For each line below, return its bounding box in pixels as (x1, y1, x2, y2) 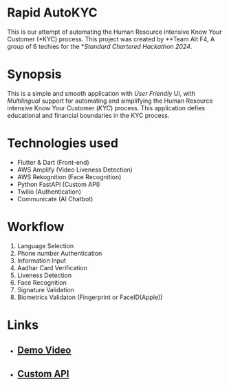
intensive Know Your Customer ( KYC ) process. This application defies (7, 103, 205, 112)
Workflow (7, 219, 65, 234)
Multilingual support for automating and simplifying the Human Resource (7, 96, 213, 105)
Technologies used (7, 136, 119, 151)
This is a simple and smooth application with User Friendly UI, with (7, 89, 196, 97)
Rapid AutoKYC (7, 5, 98, 21)
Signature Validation (17, 285, 74, 294)
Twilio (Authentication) (17, 187, 81, 196)
